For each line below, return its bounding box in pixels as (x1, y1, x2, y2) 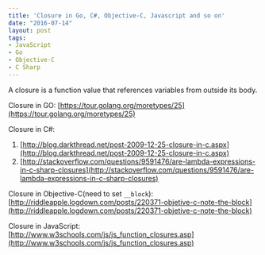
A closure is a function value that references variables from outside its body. (8, 85, 258, 95)
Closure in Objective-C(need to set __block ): (8, 188, 153, 199)
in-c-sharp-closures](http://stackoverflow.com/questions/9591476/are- (19, 164, 255, 175)
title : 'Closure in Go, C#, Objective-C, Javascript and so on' (8, 11, 225, 20)
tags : (8, 33, 26, 42)
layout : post (8, 26, 52, 34)
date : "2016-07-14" (8, 19, 73, 27)
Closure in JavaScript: (8, 221, 81, 230)
